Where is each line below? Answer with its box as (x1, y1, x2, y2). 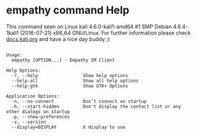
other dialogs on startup (6, 108, 70, 115)
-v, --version (11, 119, 46, 125)
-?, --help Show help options (11, 72, 128, 78)
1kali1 (6, 29, 19, 36)
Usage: (6, 52, 22, 58)
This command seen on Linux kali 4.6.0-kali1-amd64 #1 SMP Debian (6, 23, 172, 30)
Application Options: (6, 93, 60, 99)
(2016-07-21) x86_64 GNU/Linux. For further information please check (20, 29, 191, 36)
